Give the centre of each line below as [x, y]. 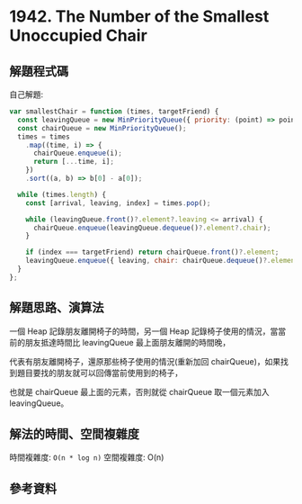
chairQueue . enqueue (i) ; [78, 153]
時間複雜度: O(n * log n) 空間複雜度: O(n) [87, 457]
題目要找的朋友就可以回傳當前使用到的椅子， [99, 373]
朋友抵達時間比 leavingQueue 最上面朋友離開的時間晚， [128, 342]
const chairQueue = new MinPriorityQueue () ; [102, 128]
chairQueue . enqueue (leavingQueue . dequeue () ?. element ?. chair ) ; [152, 228]
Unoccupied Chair [79, 36]
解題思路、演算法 [57, 308]
